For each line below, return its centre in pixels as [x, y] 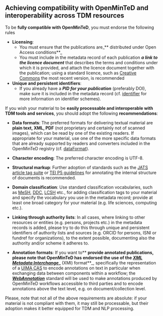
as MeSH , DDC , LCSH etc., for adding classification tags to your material [84, 192]
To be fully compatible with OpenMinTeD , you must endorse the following [80, 27]
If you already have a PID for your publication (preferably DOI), [83, 88]
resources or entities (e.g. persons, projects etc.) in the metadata [77, 222]
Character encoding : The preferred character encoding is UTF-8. [78, 158]
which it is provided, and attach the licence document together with [87, 68]
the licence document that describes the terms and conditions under [89, 62]
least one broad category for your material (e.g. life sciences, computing [84, 202]
